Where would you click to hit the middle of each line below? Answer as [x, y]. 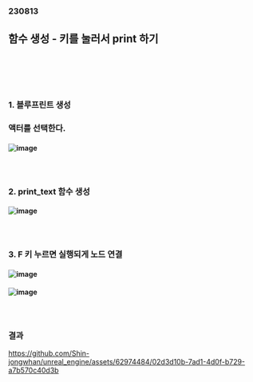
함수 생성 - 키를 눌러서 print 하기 [83, 39]
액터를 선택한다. [37, 128]
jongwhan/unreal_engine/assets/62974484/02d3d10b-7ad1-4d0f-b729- [127, 362]
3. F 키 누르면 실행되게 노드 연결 [65, 254]
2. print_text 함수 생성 [49, 191]
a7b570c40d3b [34, 370]
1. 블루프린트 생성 [40, 105]
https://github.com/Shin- [49, 353]
